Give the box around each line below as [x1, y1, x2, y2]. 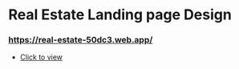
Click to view [19, 52, 63, 62]
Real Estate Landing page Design [8, 6, 233, 24]
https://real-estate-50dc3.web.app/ [8, 34, 153, 46]
